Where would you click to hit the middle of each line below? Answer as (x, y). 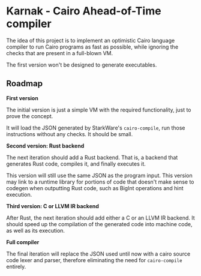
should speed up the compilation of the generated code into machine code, (99, 224)
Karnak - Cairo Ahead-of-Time (84, 11)
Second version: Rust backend (45, 146)
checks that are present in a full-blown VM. (59, 53)
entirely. (16, 266)
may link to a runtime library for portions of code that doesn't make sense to (100, 182)
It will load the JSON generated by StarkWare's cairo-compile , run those (96, 128)
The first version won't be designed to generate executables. (82, 65)
